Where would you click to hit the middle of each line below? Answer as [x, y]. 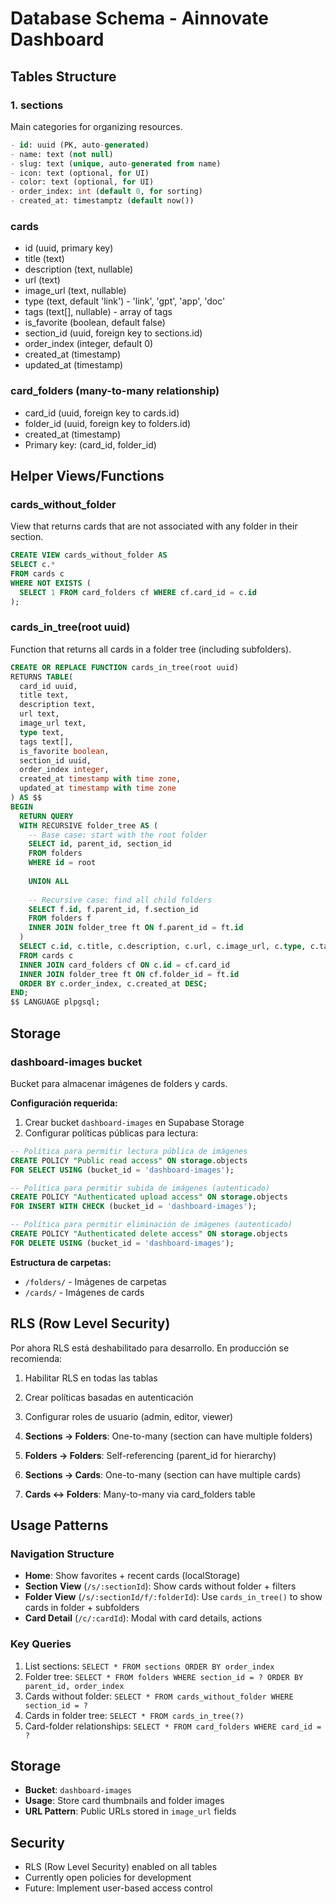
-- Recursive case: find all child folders [120, 900]
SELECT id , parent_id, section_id [100, 844]
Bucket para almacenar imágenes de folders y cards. [119, 1083]
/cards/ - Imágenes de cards [84, 1292]
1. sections [37, 105]
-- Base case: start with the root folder [118, 835]
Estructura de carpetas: [61, 1262]
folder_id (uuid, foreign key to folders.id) [108, 423]
